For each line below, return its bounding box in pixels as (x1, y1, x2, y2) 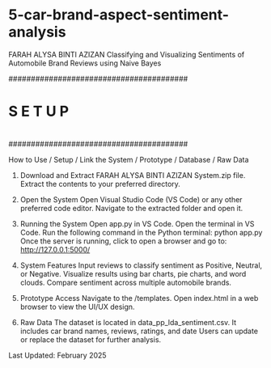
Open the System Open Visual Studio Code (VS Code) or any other (19, 195, 243, 205)
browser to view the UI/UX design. (19, 302, 135, 312)
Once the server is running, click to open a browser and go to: (19, 236, 227, 246)
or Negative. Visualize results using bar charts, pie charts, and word (19, 269, 247, 279)
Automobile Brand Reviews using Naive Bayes (8, 58, 162, 68)
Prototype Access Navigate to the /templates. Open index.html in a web (19, 294, 259, 303)
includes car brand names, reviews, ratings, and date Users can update (19, 326, 259, 336)
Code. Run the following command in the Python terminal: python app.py (19, 228, 263, 238)
